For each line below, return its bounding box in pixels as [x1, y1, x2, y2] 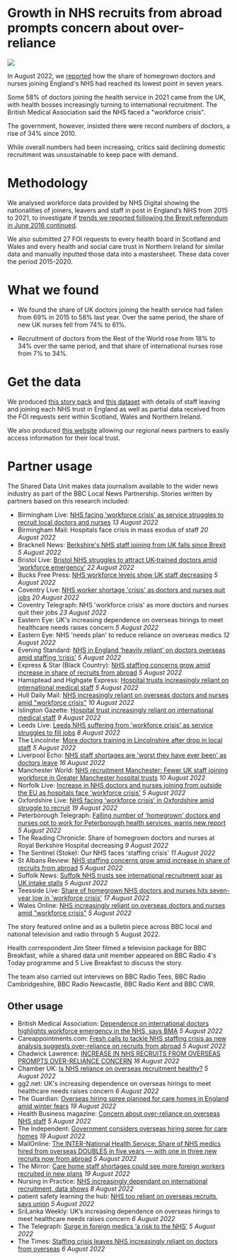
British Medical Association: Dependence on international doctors [17, 1019, 209, 1027]
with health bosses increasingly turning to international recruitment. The [7, 100, 218, 109]
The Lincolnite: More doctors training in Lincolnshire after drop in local [17, 735, 223, 744]
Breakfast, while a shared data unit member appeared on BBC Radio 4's [7, 951, 217, 959]
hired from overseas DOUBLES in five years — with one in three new [17, 1147, 217, 1155]
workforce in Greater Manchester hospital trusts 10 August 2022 [17, 773, 206, 782]
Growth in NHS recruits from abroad [7, 5, 223, 21]
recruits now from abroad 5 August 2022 [17, 1154, 137, 1162]
